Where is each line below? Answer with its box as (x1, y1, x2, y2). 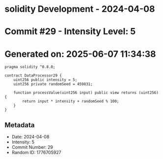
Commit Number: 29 (11, 144, 54, 150)
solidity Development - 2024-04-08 (4, 3, 155, 15)
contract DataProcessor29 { (4, 73, 62, 78)
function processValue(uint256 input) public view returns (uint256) (13, 90, 159, 95)
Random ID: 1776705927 (11, 150, 62, 156)
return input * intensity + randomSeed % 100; (22, 99, 119, 104)
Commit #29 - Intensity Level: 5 (4, 26, 136, 37)
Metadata (4, 121, 35, 129)
